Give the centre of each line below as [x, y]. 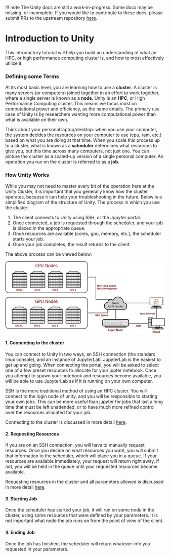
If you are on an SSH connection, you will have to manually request [75, 445]
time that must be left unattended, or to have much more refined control [80, 407]
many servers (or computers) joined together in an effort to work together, [82, 93]
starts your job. [28, 239]
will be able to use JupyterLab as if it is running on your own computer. [79, 381]
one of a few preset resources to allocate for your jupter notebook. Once [81, 370]
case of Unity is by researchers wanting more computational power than [80, 114]
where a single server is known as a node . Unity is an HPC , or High [75, 98]
